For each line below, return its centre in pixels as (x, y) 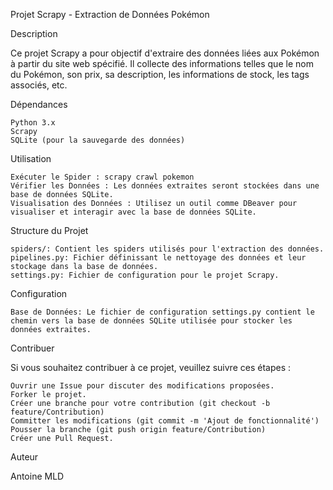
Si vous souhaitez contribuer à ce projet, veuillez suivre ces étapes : (150, 367)
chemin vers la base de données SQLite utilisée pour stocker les (151, 321)
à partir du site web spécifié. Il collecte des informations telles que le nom (162, 63)
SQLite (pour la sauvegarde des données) (98, 140)
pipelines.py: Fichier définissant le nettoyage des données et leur (158, 258)
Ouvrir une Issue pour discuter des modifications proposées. (142, 386)
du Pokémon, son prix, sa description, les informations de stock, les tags (160, 74)
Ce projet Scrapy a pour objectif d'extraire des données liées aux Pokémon (165, 53)
